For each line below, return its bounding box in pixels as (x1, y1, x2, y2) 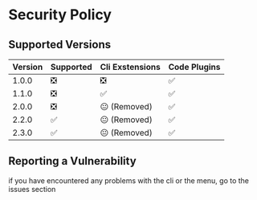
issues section (8, 184, 56, 194)
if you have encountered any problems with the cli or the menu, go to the (8, 175, 250, 186)
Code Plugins (168, 62, 221, 72)
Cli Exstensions (100, 62, 161, 72)
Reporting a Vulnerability (8, 154, 137, 168)
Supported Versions (8, 38, 111, 51)
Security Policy (8, 6, 112, 24)
